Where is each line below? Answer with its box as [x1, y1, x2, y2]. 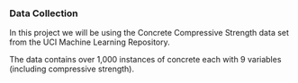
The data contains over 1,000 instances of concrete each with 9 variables [9, 54, 282, 65]
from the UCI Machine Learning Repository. [9, 37, 171, 47]
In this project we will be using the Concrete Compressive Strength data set [9, 28, 290, 38]
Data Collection [9, 7, 78, 20]
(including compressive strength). [9, 63, 135, 74]
